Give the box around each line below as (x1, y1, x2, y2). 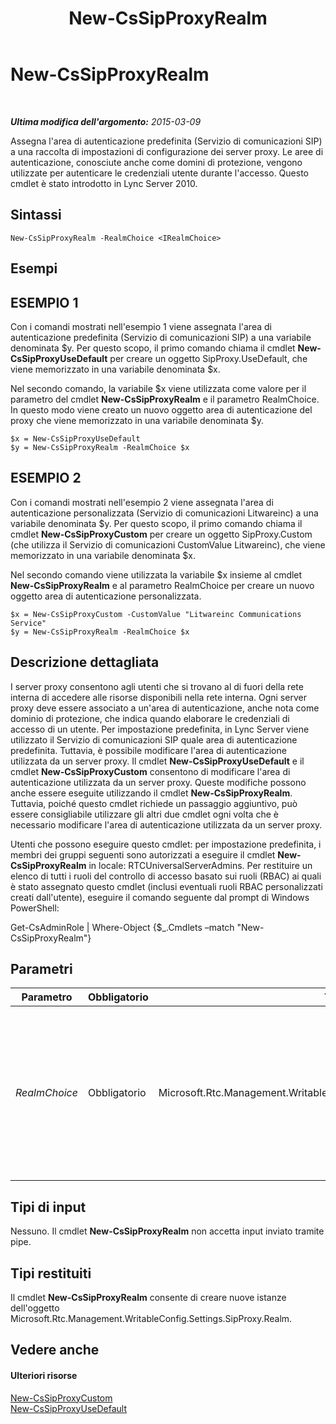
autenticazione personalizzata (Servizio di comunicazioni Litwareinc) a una (10, 507, 319, 519)
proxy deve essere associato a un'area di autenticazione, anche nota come (10, 702, 320, 714)
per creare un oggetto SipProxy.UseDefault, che (109, 352, 308, 364)
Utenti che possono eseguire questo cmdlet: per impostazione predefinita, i (10, 838, 322, 850)
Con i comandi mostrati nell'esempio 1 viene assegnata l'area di (10, 320, 272, 332)
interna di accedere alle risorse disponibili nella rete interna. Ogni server (10, 691, 307, 703)
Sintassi (10, 207, 62, 224)
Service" (10, 618, 47, 628)
